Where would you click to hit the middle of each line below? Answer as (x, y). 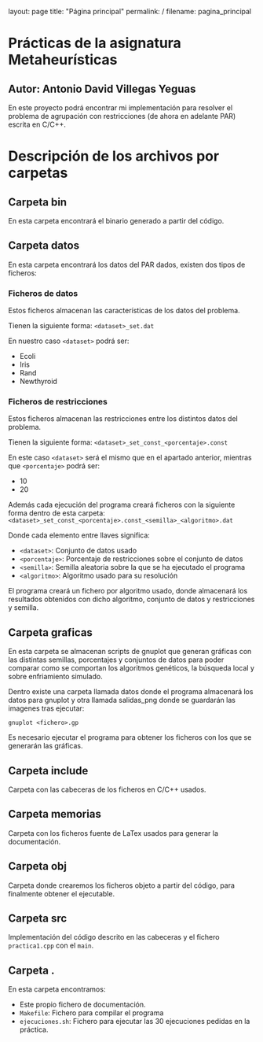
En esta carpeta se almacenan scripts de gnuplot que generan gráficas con (130, 652)
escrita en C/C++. (37, 124)
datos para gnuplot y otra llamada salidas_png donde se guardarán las (122, 700)
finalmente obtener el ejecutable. (62, 893)
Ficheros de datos (43, 293)
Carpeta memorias (55, 814)
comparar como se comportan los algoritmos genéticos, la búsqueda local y (131, 668)
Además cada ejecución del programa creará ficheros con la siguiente (122, 505)
